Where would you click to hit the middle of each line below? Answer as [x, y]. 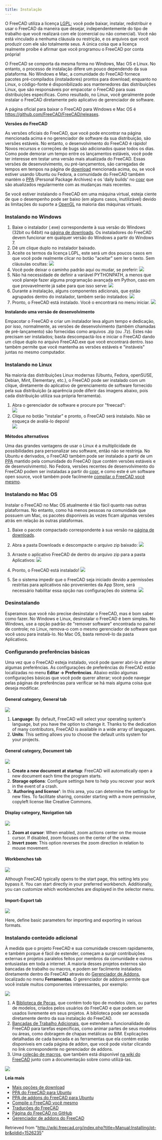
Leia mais [15, 1078]
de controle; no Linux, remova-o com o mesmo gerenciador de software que [81, 629]
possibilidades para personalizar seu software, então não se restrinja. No [78, 451]
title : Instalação [23, 9]
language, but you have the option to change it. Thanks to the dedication [84, 724]
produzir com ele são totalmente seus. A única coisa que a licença [71, 44]
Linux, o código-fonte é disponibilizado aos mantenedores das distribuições [81, 84]
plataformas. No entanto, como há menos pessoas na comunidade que [75, 510]
